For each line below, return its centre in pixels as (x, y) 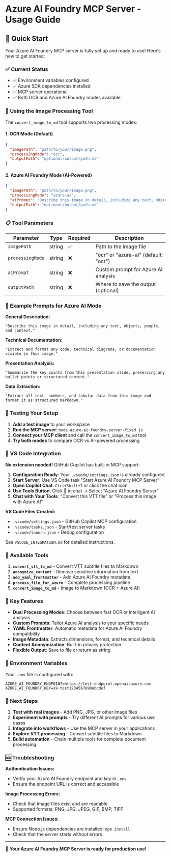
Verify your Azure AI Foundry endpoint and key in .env (69, 779)
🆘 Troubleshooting (30, 758)
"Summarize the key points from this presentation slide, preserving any (85, 373)
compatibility (26, 634)
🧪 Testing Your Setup (32, 413)
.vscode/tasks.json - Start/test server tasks (59, 527)
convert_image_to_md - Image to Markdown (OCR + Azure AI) (76, 588)
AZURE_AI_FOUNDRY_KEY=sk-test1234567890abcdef (55, 688)
